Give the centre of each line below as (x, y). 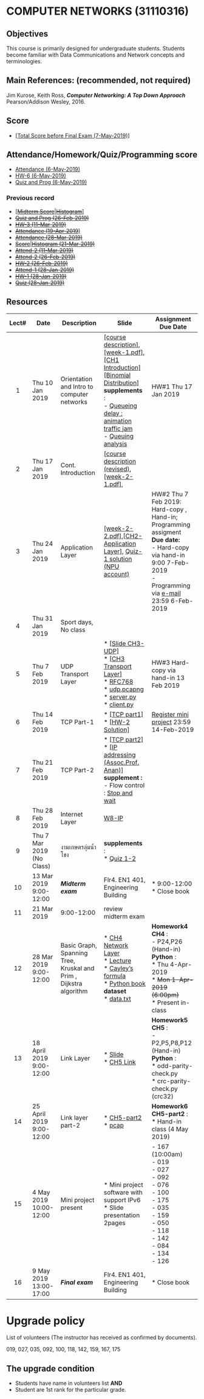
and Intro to (77, 387)
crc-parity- (174, 1081)
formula (115, 976)
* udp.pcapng (124, 689)
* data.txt (117, 998)
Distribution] (121, 382)
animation (118, 421)
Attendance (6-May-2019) (48, 170)
